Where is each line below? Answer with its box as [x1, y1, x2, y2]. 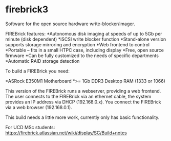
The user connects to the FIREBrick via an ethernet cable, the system [5, 93, 152, 99]
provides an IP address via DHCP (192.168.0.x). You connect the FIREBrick [5, 99, 161, 105]
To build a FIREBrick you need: [5, 68, 70, 74]
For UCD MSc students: [5, 124, 55, 130]
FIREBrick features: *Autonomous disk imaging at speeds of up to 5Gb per [5, 30, 162, 37]
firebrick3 [5, 4, 49, 15]
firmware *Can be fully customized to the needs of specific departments [5, 52, 159, 59]
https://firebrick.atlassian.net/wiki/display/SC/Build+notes [5, 130, 127, 136]
